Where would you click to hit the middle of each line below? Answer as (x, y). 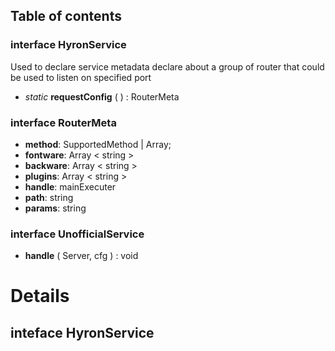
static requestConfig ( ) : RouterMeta (102, 96)
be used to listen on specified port (81, 77)
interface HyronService (68, 45)
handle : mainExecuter (70, 186)
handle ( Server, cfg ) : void (81, 256)
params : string (55, 208)
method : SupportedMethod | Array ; (98, 144)
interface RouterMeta (63, 122)
